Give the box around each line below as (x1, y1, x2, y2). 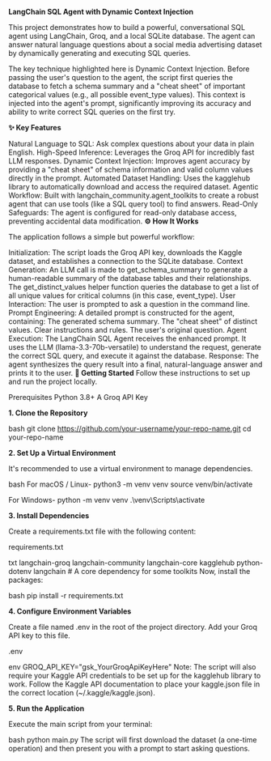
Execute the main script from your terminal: (8, 720, 153, 729)
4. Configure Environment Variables (8, 606, 132, 616)
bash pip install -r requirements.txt (8, 591, 124, 600)
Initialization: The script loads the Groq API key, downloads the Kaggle (8, 248, 243, 257)
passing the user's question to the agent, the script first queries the (8, 73, 233, 82)
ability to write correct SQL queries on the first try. (8, 107, 176, 117)
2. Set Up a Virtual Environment (8, 449, 116, 457)
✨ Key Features (8, 123, 61, 132)
